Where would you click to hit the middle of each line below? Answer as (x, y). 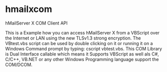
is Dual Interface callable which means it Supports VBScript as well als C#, (82, 54)
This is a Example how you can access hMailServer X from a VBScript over (82, 32)
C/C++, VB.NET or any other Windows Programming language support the (82, 59)
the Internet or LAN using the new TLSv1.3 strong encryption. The (73, 38)
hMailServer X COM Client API (36, 23)
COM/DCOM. (19, 64)
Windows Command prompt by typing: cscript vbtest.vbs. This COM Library (83, 48)
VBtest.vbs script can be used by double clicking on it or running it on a (79, 43)
